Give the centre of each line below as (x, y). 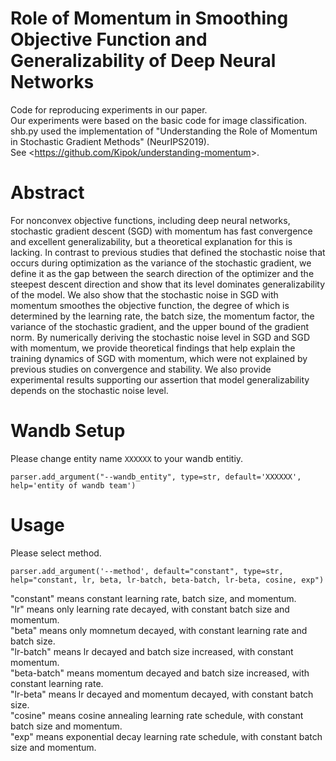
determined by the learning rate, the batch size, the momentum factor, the (162, 316)
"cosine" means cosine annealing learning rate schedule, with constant (157, 715)
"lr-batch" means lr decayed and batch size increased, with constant (152, 651)
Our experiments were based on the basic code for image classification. (158, 120)
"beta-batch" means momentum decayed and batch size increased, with (160, 673)
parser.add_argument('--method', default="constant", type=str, (147, 571)
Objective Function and (109, 39)
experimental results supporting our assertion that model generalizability (160, 379)
